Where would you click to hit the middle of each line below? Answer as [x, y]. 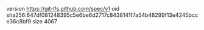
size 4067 [45, 21]
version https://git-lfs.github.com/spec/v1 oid [63, 9]
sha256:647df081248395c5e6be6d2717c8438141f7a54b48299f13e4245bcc [102, 15]
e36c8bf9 [19, 21]
